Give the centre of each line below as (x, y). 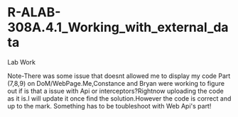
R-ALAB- (34, 12)
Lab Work (21, 62)
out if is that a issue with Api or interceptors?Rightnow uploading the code (115, 91)
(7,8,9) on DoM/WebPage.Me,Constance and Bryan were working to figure (116, 83)
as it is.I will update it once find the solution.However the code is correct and (119, 98)
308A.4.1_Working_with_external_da (118, 27)
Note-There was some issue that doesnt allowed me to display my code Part (119, 76)
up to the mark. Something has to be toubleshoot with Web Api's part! (109, 106)
